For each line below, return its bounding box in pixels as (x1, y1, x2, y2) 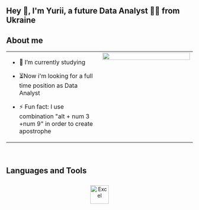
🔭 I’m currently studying (19, 58, 86, 66)
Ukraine (6, 15, 36, 26)
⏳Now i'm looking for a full (19, 72, 93, 80)
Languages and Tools (6, 166, 87, 176)
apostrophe (19, 127, 52, 135)
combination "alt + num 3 (19, 112, 90, 120)
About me (6, 35, 43, 45)
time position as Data (19, 81, 78, 90)
